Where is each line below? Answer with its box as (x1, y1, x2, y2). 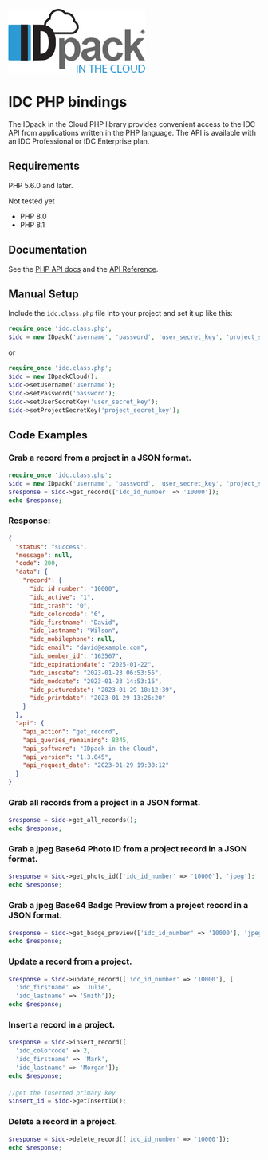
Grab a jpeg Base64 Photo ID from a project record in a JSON (8, 843, 247, 855)
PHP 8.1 (19, 220, 45, 230)
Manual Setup (8, 287, 80, 301)
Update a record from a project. (8, 956, 132, 967)
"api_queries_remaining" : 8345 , (22, 736, 130, 744)
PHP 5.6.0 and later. (8, 180, 73, 190)
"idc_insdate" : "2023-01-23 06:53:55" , (29, 669, 162, 677)
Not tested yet (8, 196, 55, 206)
